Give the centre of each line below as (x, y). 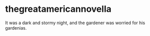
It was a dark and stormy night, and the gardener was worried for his (75, 23)
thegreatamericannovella (58, 9)
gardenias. (16, 28)
